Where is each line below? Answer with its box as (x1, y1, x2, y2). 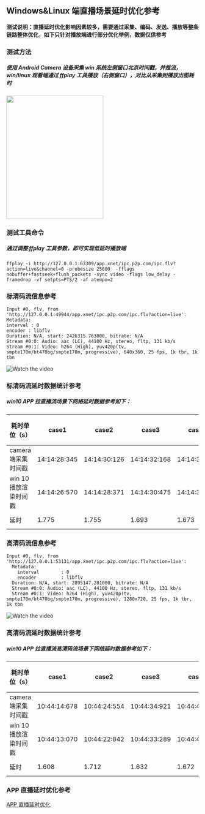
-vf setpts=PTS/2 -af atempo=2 (33, 276, 113, 283)
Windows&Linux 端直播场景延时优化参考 (6, 6, 160, 17)
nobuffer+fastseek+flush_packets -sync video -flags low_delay (6, 271, 171, 277)
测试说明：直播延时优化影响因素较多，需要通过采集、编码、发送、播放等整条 (6, 23, 199, 31)
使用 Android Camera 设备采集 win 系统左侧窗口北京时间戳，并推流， (6, 64, 181, 72)
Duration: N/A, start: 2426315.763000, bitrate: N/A (6, 333, 143, 339)
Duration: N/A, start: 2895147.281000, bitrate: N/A (12, 580, 149, 586)
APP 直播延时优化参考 (6, 786, 71, 794)
